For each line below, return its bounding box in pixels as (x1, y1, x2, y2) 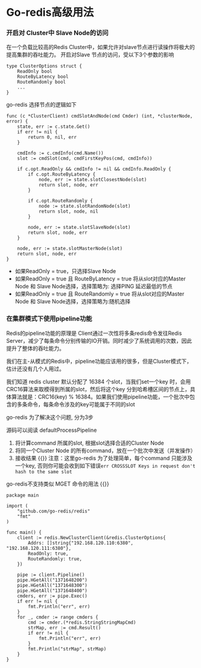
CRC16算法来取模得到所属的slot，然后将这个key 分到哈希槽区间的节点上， (6, 385, 190, 392)
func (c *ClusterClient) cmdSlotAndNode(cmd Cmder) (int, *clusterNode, (6, 113, 193, 119)
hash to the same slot (14, 469, 72, 475)
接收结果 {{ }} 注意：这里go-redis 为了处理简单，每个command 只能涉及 (14, 454, 193, 461)
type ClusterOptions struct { (6, 63, 83, 70)
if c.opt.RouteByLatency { (28, 171, 96, 177)
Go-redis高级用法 (6, 5, 94, 19)
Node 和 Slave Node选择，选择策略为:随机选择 (14, 298, 131, 305)
